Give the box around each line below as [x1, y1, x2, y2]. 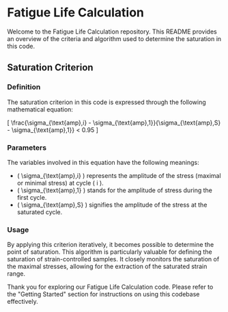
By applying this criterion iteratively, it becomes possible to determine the [7, 241, 214, 249]
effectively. [7, 298, 39, 306]
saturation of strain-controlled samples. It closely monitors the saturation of [7, 255, 220, 263]
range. [7, 270, 26, 278]
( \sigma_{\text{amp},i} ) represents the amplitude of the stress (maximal [16, 171, 221, 179]
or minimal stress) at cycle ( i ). [16, 179, 104, 187]
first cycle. [16, 193, 47, 201]
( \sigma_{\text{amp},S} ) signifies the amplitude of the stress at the [16, 200, 208, 209]
